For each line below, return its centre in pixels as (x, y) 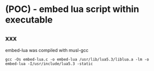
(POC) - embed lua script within (72, 9)
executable (29, 20)
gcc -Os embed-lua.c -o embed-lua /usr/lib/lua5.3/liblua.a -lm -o (77, 59)
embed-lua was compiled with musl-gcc (47, 50)
